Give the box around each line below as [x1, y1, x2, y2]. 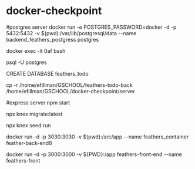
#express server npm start [6, 99, 70, 106]
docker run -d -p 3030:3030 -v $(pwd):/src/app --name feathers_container [6, 133, 189, 140]
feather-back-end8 [6, 139, 52, 146]
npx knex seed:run [6, 121, 51, 129]
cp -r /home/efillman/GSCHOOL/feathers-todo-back [6, 81, 133, 89]
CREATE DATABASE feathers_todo [6, 70, 89, 77]
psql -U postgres [6, 59, 47, 66]
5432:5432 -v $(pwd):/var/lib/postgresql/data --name [6, 29, 137, 36]
